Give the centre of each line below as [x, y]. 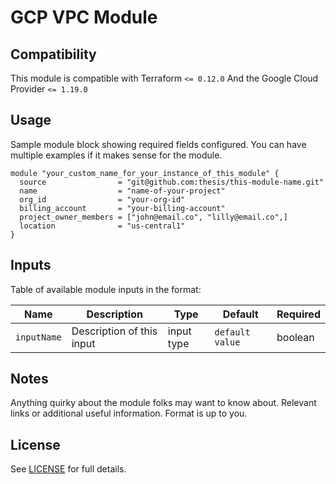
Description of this [114, 331]
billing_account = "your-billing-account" [122, 208]
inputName [38, 337]
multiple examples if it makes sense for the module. [116, 155]
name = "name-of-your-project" [122, 191]
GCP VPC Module [84, 17]
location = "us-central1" [102, 226]
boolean [295, 337]
